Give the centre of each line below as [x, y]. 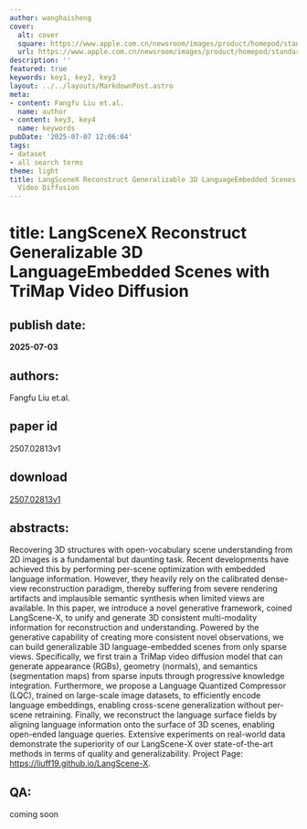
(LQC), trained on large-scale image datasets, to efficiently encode [135, 696]
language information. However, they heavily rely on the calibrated [134, 579]
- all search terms [47, 162]
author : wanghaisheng [51, 18]
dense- [275, 579]
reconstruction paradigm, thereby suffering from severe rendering [153, 589]
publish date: [48, 325]
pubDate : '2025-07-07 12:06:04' [71, 137]
